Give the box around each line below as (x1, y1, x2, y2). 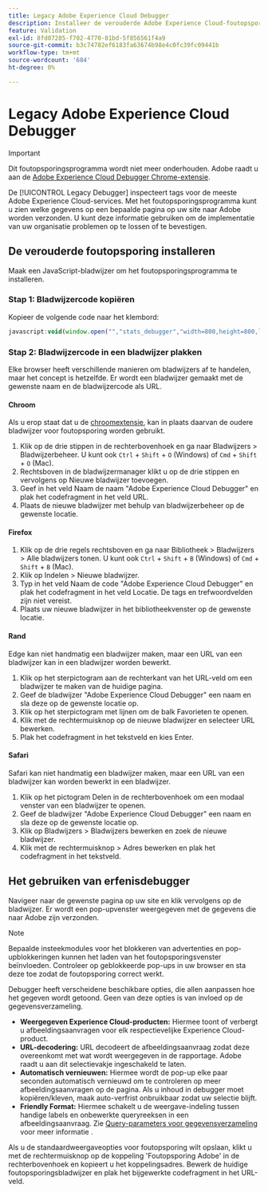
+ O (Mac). (19, 458, 54, 468)
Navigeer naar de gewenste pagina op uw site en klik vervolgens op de (8, 895, 242, 905)
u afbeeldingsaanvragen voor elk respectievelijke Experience (19, 1025, 221, 1035)
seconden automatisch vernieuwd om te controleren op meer (19, 1076, 222, 1085)
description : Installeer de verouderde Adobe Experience (8, 19, 202, 27)
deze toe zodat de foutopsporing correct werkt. (8, 969, 165, 978)
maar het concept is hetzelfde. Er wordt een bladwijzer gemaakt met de (8, 372, 243, 383)
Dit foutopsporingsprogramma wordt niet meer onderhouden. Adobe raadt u (8, 163, 259, 173)
